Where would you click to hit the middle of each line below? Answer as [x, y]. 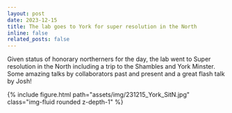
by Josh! [20, 81]
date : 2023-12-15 [32, 20]
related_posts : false [39, 40]
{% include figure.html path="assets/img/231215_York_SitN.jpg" [98, 95]
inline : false [28, 33]
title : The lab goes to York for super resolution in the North [102, 26]
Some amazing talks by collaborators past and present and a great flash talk [116, 74]
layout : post [26, 14]
